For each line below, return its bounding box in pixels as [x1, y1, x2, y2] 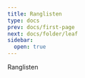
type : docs [7, 17, 40, 24]
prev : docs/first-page [7, 23, 75, 30]
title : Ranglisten [7, 10, 62, 18]
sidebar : [7, 37, 34, 44]
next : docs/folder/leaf [7, 30, 79, 38]
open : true [14, 43, 46, 50]
